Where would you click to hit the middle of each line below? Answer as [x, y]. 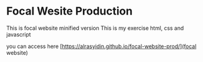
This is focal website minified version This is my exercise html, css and [95, 28]
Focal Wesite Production [69, 11]
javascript [19, 34]
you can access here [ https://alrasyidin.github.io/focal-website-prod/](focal [101, 46]
